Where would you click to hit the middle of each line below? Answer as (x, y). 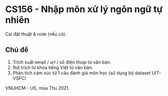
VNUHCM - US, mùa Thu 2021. (37, 88)
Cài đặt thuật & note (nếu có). (36, 34)
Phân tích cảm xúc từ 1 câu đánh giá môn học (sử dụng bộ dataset (81, 73)
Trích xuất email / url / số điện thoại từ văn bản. (62, 62)
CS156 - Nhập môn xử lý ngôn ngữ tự (84, 9)
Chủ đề (17, 50)
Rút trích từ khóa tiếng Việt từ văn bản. (53, 67)
